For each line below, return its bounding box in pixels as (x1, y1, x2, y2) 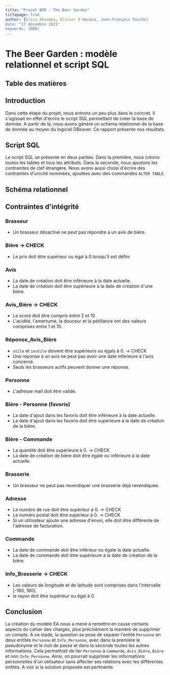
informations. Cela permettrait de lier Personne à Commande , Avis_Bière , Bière (5, 648, 164, 654)
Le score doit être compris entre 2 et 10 (12, 313, 95, 319)
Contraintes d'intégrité (5, 203, 79, 211)
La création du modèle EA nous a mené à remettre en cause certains (5, 621, 149, 627)
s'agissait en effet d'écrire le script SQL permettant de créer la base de (5, 115, 154, 121)
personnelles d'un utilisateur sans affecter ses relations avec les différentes (5, 659, 163, 665)
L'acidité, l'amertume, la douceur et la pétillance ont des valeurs (12, 318, 147, 324)
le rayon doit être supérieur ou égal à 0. (12, 593, 95, 599)
